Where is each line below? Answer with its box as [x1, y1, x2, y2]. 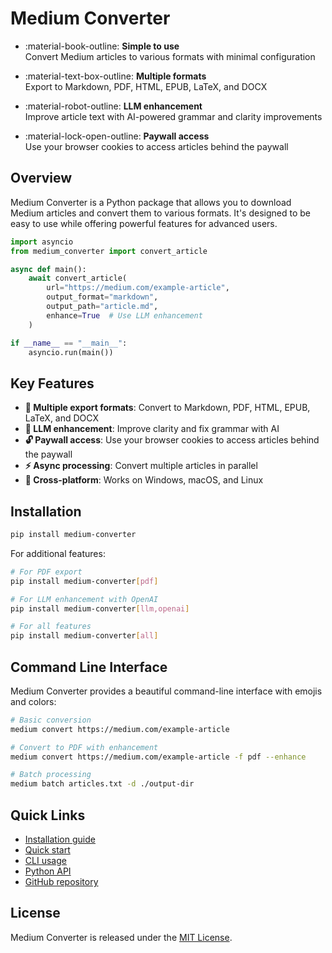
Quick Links [10, 807, 86, 824]
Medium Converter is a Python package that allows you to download [10, 196, 292, 208]
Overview [10, 170, 73, 187]
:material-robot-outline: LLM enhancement [24, 100, 203, 112]
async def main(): [10, 264, 87, 274]
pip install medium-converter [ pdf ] [10, 576, 159, 586]
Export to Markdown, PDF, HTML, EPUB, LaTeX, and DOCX [24, 80, 268, 92]
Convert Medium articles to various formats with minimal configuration [24, 50, 316, 62]
